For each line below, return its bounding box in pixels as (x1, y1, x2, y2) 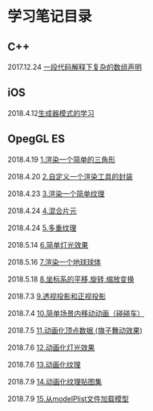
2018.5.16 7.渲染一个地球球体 (7, 257, 102, 266)
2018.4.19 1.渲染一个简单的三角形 (7, 154, 115, 164)
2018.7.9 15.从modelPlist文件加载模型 (7, 393, 130, 403)
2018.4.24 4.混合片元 (7, 206, 77, 216)
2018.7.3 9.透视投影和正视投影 (7, 291, 107, 301)
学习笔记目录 (7, 7, 93, 26)
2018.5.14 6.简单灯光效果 (7, 240, 89, 249)
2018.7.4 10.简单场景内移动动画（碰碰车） (7, 308, 145, 318)
